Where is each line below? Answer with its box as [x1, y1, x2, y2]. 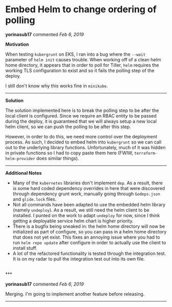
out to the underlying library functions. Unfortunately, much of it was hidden [5, 144, 166, 150]
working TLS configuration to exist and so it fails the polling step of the [5, 67, 155, 74]
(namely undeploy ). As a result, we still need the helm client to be [12, 207, 149, 213]
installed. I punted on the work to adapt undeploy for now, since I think [12, 212, 160, 218]
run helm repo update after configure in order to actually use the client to [12, 239, 166, 246]
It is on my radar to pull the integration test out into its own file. [12, 255, 145, 262]
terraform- [134, 151, 158, 156]
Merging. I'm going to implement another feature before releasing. [5, 291, 145, 297]
